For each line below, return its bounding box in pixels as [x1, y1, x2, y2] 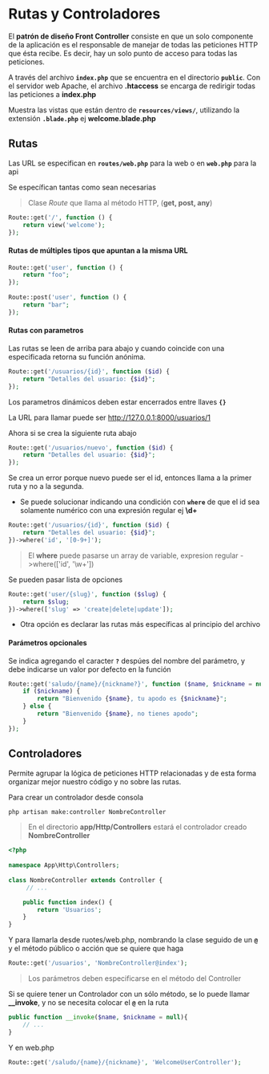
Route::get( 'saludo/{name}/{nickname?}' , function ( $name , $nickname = [8, 680, 252, 688]
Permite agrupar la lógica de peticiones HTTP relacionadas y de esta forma [8, 768, 257, 778]
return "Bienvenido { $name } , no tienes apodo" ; [37, 710, 199, 718]
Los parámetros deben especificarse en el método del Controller [27, 974, 242, 983]
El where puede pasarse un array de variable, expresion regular [27, 551, 239, 560]
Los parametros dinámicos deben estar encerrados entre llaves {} [8, 397, 227, 406]
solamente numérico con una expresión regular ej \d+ [19, 506, 198, 515]
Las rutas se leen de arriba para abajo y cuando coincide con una [8, 343, 225, 353]
